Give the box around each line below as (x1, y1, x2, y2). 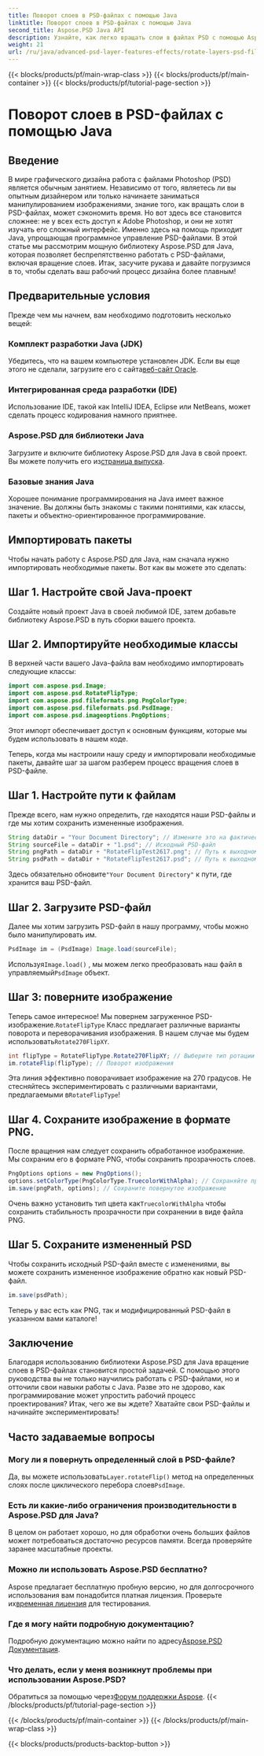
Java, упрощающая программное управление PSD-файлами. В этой (8, 233, 238, 243)
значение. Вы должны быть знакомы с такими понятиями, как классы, (8, 502, 246, 512)
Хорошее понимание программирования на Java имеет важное (8, 494, 224, 503)
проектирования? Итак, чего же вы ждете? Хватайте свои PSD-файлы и (8, 1399, 250, 1409)
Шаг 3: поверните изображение (8, 991, 173, 1004)
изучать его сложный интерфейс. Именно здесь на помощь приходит (8, 225, 243, 234)
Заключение (8, 1336, 74, 1350)
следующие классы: (8, 667, 77, 676)
